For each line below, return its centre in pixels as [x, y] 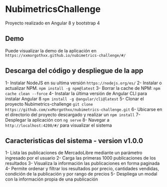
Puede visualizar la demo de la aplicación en [51, 50]
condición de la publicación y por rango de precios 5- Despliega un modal [81, 174]
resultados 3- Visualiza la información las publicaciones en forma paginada [83, 164]
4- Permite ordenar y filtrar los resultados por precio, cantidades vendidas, [82, 169]
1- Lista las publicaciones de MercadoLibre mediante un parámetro [74, 153]
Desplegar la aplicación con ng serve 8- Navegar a [57, 120]
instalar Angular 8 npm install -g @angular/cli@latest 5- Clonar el [75, 99]
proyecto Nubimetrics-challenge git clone [49, 104]
